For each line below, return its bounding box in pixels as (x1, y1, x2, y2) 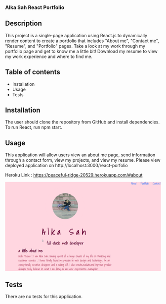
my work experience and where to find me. (5, 54, 93, 60)
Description (5, 19, 42, 28)
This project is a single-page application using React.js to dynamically (5, 32, 147, 38)
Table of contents (5, 68, 60, 76)
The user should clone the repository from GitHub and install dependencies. (5, 119, 160, 125)
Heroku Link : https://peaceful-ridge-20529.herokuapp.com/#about (5, 172, 143, 178)
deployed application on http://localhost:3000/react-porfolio (5, 163, 128, 169)
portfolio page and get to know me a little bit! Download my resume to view (5, 48, 158, 54)
